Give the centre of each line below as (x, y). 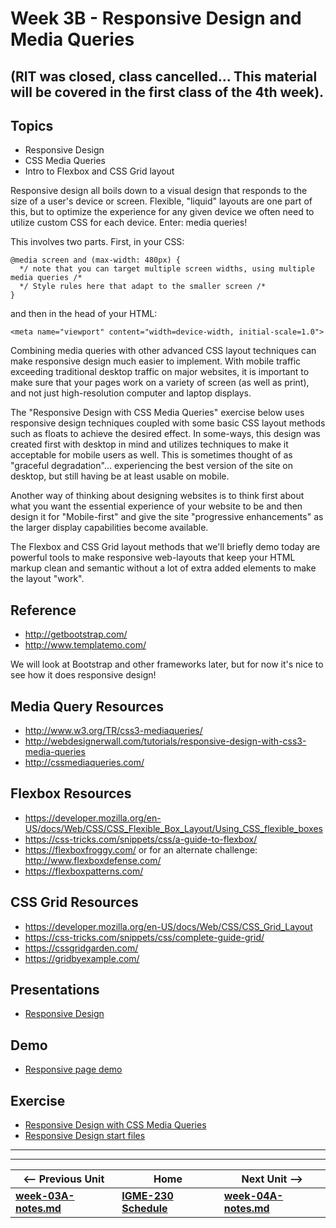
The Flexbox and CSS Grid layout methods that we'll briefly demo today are (165, 547)
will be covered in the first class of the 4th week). (167, 92)
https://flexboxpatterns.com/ (84, 871)
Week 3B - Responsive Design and (156, 18)
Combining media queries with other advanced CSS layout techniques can (163, 351)
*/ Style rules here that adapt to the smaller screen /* (143, 287)
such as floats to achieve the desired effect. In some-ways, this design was (165, 434)
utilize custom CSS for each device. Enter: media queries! (129, 223)
